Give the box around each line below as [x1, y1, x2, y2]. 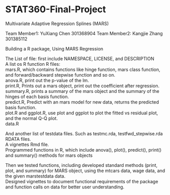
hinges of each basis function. [5, 93, 69, 100]
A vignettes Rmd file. [5, 141, 50, 148]
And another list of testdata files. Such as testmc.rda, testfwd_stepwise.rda [5, 130, 163, 136]
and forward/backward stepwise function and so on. [5, 71, 116, 78]
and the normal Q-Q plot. [5, 115, 58, 121]
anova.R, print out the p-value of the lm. [5, 77, 89, 83]
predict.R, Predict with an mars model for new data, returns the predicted [5, 99, 159, 105]
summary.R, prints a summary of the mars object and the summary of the [5, 88, 160, 94]
